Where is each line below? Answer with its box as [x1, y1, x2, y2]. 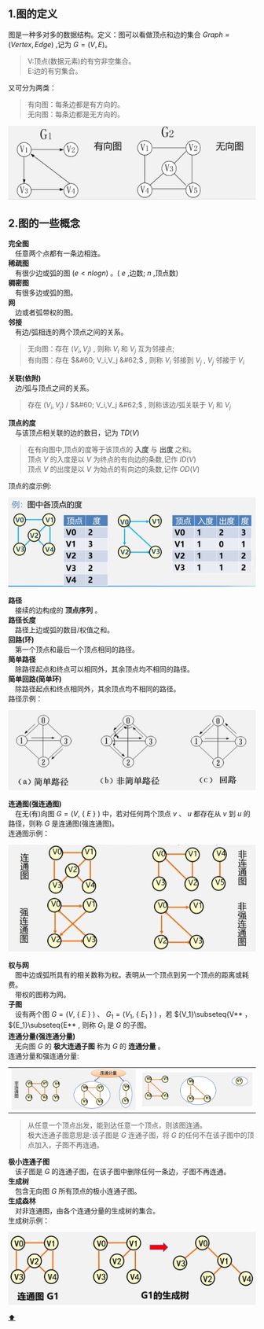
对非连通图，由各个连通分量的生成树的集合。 [14, 1206, 159, 1215]
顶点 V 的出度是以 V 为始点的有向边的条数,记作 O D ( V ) [27, 464, 200, 473]
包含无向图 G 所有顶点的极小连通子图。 [14, 1187, 141, 1195]
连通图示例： [8, 829, 49, 838]
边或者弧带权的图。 [14, 307, 77, 317]
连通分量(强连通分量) [8, 1032, 76, 1041]
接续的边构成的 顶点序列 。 [14, 606, 102, 615]
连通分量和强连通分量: [8, 1051, 80, 1061]
